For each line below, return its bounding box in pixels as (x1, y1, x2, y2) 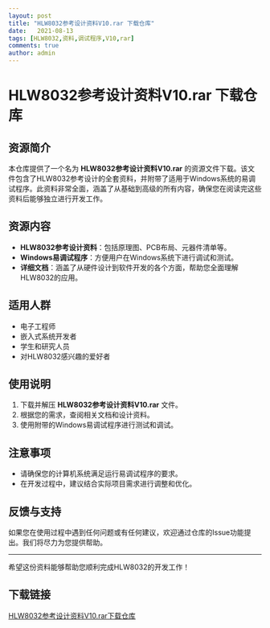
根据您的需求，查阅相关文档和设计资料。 (19, 410, 154, 420)
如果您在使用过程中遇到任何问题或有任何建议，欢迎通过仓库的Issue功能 (8, 527, 244, 537)
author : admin (8, 49, 56, 57)
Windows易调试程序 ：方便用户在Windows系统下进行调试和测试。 (19, 252, 239, 262)
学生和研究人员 (19, 341, 70, 351)
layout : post (8, 11, 52, 20)
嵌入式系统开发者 (19, 331, 77, 341)
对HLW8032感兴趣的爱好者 (19, 351, 111, 361)
